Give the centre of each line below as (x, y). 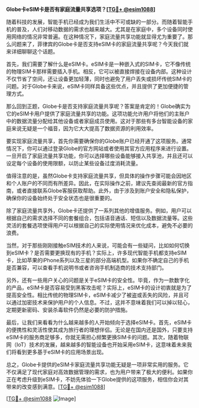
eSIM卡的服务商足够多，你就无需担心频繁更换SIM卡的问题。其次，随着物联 (97, 337)
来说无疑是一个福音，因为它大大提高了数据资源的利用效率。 (84, 128)
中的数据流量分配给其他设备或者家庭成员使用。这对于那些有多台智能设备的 (97, 121)
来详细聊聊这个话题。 (32, 52)
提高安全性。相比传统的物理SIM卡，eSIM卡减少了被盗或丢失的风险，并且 (95, 295)
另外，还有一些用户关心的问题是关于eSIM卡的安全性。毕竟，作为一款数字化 (98, 280)
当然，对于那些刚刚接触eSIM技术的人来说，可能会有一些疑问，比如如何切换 (98, 245)
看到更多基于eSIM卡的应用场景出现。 (62, 352)
